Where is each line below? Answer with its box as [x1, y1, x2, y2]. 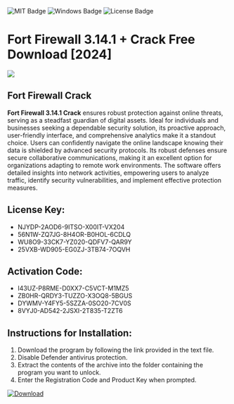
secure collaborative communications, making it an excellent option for [7, 153, 212, 161]
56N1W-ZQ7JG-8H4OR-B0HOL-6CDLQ [17, 230, 131, 238]
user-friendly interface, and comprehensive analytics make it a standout [7, 130, 216, 140]
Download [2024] [7, 47, 112, 63]
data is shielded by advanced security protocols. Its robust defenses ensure [7, 146, 227, 154]
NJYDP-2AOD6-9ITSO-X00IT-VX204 [17, 222, 125, 231]
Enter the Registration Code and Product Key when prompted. [17, 376, 197, 384]
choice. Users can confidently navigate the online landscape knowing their [7, 138, 223, 147]
